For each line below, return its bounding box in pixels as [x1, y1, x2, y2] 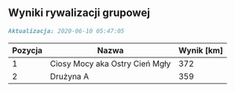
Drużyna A [50, 71, 89, 82]
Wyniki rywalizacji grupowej [8, 6, 151, 20]
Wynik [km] [178, 45, 224, 56]
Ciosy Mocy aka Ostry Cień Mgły [50, 58, 171, 69]
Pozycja [12, 45, 43, 56]
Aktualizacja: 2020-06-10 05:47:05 [8, 27, 125, 35]
